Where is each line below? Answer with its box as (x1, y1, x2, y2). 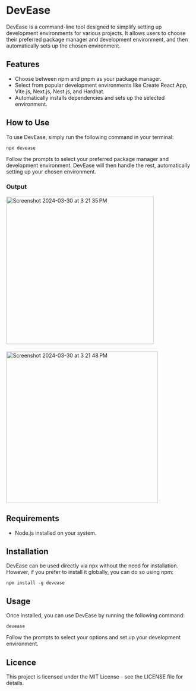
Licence (6, 657, 37, 667)
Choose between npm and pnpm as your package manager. (14, 75, 162, 82)
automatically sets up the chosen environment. (6, 42, 121, 49)
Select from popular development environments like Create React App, (14, 81, 188, 89)
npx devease (6, 145, 36, 151)
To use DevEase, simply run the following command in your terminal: (6, 133, 174, 140)
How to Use (6, 118, 50, 128)
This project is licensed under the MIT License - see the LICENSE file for (6, 673, 183, 680)
